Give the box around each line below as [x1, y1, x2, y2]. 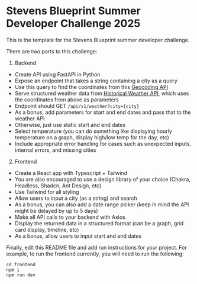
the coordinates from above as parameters [14, 96, 120, 103]
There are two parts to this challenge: [6, 47, 98, 55]
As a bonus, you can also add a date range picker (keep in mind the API [14, 200, 189, 208]
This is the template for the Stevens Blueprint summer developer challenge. [6, 36, 190, 43]
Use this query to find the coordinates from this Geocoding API [14, 83, 169, 90]
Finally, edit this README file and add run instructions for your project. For [6, 244, 188, 251]
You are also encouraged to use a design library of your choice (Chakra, [14, 175, 191, 183]
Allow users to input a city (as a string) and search [14, 194, 138, 202]
